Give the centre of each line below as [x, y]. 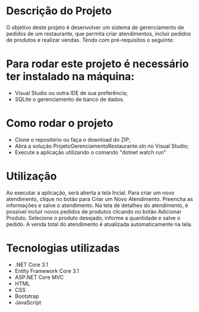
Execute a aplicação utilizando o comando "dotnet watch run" [90, 152]
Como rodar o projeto [60, 123]
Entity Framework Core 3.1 [47, 270]
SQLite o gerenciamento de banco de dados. [70, 99]
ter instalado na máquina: [70, 77]
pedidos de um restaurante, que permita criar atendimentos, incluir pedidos [99, 33]
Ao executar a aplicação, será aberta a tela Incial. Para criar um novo [90, 192]
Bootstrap [27, 296]
